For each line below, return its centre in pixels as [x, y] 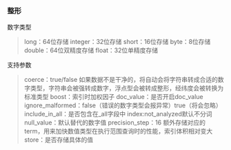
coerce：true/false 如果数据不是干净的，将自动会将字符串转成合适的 [121, 80]
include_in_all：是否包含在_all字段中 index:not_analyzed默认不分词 [118, 114]
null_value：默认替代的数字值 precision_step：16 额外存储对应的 [114, 122]
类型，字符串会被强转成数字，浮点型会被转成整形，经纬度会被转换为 [127, 88]
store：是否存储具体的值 [59, 140]
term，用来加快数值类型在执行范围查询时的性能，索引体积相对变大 [118, 131]
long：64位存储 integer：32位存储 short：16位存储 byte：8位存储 [117, 42]
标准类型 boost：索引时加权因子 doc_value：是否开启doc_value [113, 97]
